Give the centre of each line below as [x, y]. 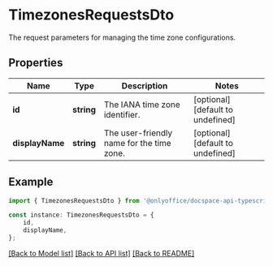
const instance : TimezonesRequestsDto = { [81, 215]
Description [145, 85]
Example [31, 182]
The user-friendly [138, 133]
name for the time [138, 143]
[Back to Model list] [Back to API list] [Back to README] [102, 253]
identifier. [122, 114]
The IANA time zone [142, 105]
